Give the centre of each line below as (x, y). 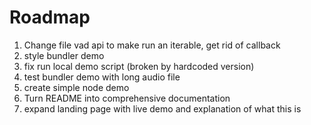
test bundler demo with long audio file (102, 77)
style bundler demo (64, 55)
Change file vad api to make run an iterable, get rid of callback (152, 45)
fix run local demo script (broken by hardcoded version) (139, 66)
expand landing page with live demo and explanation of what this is (162, 108)
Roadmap (50, 17)
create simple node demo (76, 87)
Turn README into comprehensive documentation (127, 98)
